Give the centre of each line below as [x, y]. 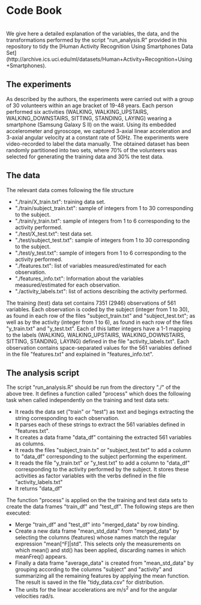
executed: [19, 513]
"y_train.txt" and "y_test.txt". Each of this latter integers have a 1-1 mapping [98, 328]
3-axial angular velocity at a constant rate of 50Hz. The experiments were [97, 137]
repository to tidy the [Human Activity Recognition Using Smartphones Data [100, 46]
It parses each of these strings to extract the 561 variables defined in [100, 424]
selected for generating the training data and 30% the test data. [85, 157]
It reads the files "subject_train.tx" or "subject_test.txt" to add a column [103, 450]
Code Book [34, 11]
